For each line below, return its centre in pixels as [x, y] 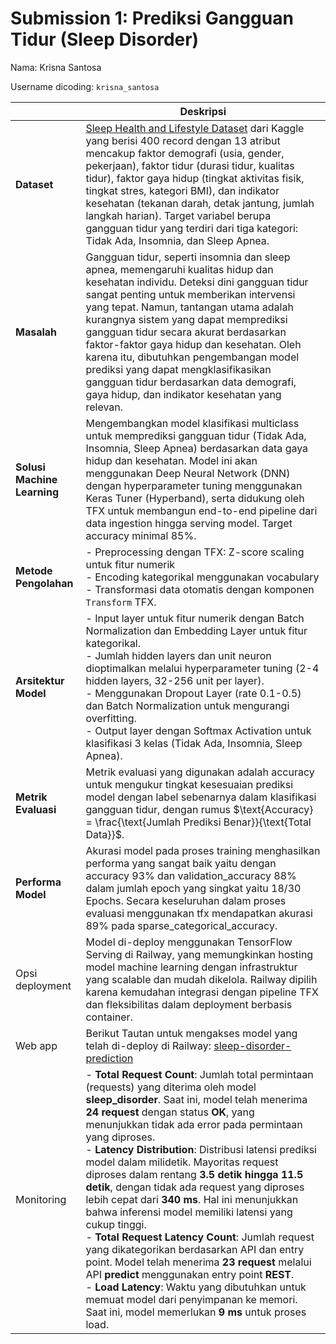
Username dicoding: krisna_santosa [85, 86]
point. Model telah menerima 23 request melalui [198, 1262]
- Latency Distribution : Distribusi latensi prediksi [201, 1149]
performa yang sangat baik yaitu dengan [181, 863]
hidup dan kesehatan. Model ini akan [171, 460]
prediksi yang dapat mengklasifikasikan [178, 369]
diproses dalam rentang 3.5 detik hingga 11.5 [194, 1174]
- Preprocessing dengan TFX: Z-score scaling [195, 552]
